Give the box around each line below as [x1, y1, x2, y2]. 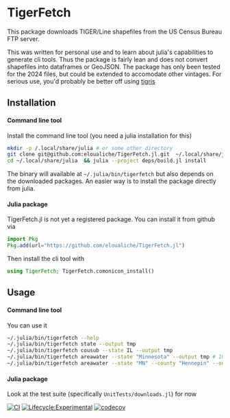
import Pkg [7, 236, 38, 243]
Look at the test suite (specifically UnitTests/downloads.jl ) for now [7, 390, 197, 398]
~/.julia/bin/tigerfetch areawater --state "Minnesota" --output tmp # [7, 354, 216, 360]
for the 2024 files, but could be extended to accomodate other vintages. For [7, 70, 222, 78]
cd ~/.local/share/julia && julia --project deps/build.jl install [7, 158, 207, 164]
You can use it [7, 321, 47, 330]
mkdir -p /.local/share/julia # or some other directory [7, 145, 173, 151]
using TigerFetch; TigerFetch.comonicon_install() [7, 268, 155, 275]
